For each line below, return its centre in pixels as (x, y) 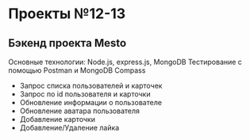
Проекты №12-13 (67, 14)
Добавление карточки (58, 119)
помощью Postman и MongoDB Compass (77, 70)
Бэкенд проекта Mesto (67, 43)
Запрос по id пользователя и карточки (85, 94)
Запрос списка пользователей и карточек (91, 85)
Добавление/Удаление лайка (69, 128)
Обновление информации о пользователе (91, 102)
